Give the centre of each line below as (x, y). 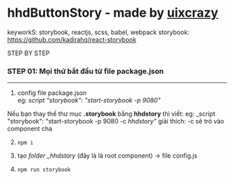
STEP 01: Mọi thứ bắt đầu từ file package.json (86, 71)
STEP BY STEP (29, 53)
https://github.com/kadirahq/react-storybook (72, 39)
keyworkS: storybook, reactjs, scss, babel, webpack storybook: (98, 32)
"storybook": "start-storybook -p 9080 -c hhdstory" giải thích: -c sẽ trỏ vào (116, 121)
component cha (30, 129)
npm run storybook (44, 170)
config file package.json (52, 93)
